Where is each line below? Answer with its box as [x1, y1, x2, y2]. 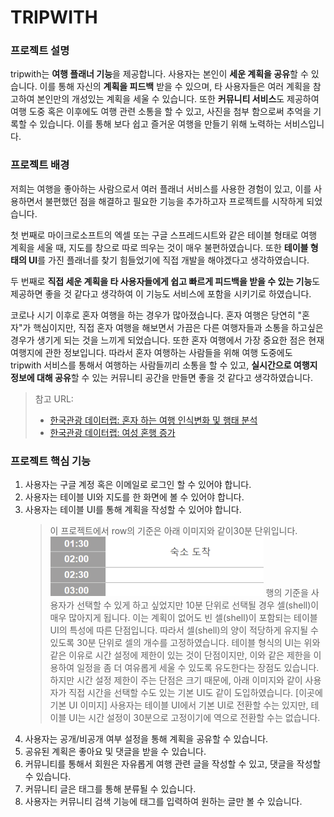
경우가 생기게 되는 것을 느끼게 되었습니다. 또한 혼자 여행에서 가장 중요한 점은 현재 [10, 334, 325, 346]
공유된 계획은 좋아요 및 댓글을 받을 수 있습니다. [24, 746, 207, 758]
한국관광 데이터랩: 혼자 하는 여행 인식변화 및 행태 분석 [49, 414, 258, 426]
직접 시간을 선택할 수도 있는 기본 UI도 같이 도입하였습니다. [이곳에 [68, 687, 323, 699]
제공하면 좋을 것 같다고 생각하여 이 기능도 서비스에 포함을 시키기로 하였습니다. [10, 287, 312, 300]
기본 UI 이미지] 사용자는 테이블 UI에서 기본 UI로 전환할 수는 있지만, [49, 699, 309, 711]
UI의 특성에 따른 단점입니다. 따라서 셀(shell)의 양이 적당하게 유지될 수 [49, 624, 319, 636]
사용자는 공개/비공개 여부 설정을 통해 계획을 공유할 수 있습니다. [24, 733, 269, 745]
